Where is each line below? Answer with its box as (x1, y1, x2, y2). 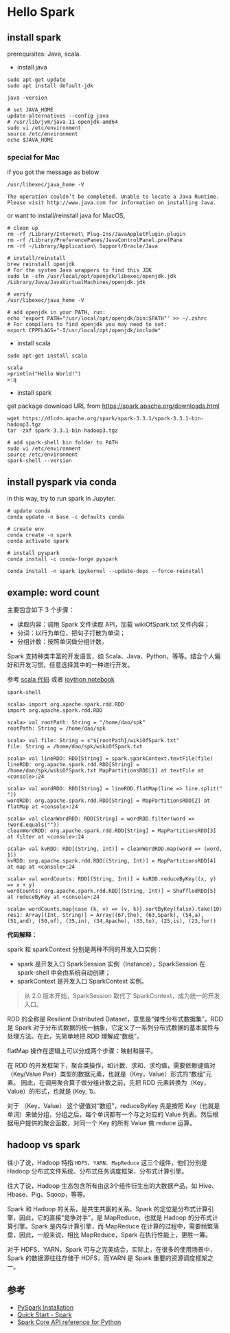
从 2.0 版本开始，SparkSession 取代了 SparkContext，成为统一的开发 (23, 991, 220, 999)
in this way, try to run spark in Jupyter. (7, 495, 116, 503)
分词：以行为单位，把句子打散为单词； (16, 629, 126, 637)
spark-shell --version (7, 457, 72, 464)
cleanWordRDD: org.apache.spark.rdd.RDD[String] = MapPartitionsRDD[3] (7, 827, 216, 834)
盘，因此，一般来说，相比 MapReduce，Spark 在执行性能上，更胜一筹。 (7, 1231, 211, 1239)
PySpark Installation (16, 1303, 74, 1311)
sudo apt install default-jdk (7, 83, 94, 89)
